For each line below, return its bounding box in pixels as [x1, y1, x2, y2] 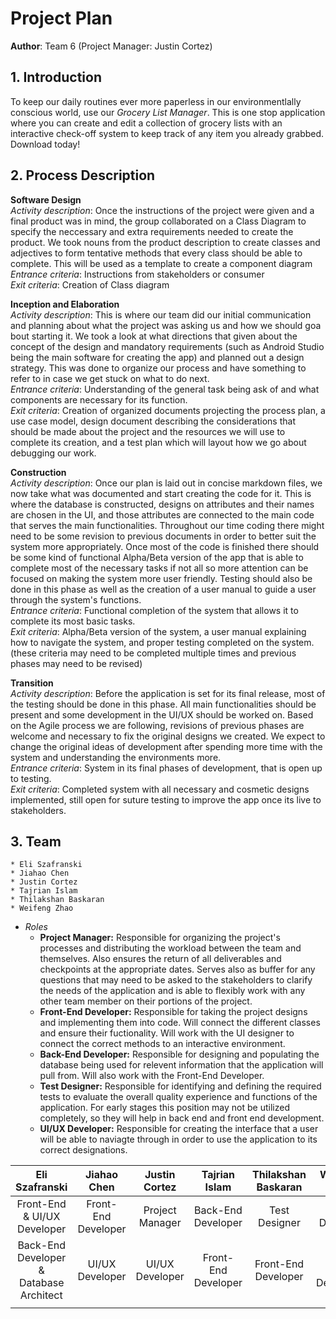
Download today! [10, 138, 81, 150]
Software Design [10, 193, 82, 206]
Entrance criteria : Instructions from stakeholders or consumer [10, 268, 265, 280]
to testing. [10, 772, 52, 784]
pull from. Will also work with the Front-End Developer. [39, 1070, 265, 1082]
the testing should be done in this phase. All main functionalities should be [10, 698, 317, 710]
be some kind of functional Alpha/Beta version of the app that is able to [10, 551, 304, 563]
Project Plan [10, 7, 113, 30]
